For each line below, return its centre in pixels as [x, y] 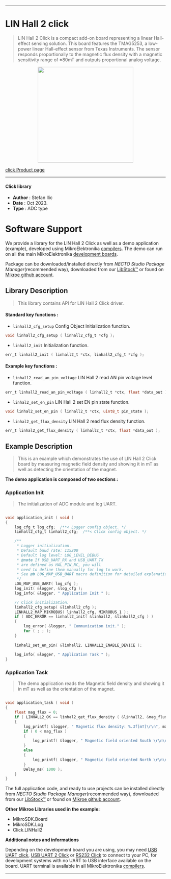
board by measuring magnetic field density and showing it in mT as [88, 464]
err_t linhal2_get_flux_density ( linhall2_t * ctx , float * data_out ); [83, 430]
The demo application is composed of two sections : [62, 479]
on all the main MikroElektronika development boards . [62, 254]
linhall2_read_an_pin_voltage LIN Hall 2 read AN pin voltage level [82, 378]
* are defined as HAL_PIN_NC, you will [59, 565]
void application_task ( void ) [39, 703]
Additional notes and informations [42, 840]
